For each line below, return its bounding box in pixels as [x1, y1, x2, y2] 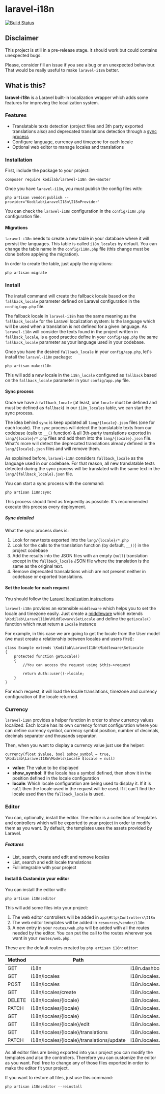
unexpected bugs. [5, 52, 42, 58]
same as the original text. [12, 563, 64, 569]
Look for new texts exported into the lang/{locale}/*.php [12, 537, 129, 543]
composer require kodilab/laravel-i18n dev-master [5, 177, 111, 182]
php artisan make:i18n [5, 363, 52, 368]
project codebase [12, 547, 48, 553]
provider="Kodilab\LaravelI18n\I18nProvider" [5, 199, 100, 205]
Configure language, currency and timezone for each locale [12, 139, 134, 145]
